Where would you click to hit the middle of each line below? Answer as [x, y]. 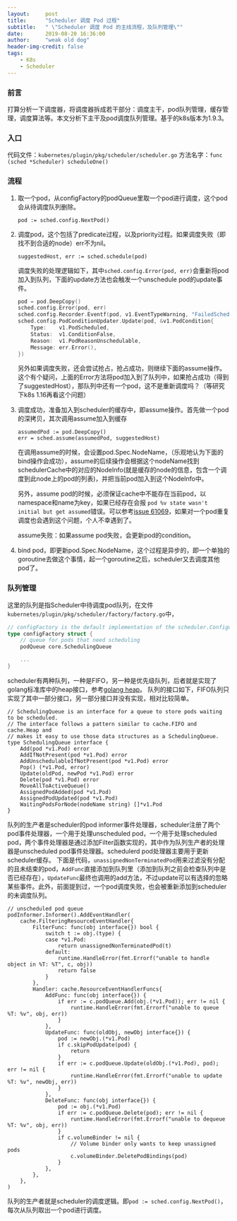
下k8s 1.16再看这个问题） [54, 395]
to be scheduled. [33, 718]
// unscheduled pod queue [45, 909]
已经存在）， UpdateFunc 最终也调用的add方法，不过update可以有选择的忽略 [120, 877]
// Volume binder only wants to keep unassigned [143, 1144]
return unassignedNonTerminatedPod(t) [115, 946]
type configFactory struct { [50, 633]
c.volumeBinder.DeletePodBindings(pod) [129, 1156]
